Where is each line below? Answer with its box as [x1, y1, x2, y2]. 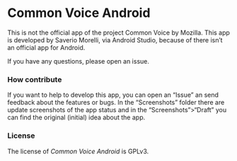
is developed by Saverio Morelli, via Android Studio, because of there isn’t [7, 35, 223, 44]
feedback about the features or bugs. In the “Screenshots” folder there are [7, 98, 225, 107]
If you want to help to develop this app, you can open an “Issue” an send [7, 90, 219, 100]
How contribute [7, 74, 62, 84]
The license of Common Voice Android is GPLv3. [7, 147, 149, 155]
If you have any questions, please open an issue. [7, 56, 150, 65]
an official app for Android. [7, 43, 86, 52]
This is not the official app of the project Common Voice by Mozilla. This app [7, 28, 230, 37]
